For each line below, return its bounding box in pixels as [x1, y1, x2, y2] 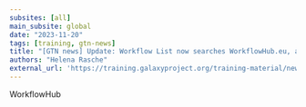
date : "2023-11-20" [9, 30, 84, 39]
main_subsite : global [9, 22, 92, 31]
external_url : [9, 64, 64, 73]
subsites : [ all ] [9, 13, 71, 23]
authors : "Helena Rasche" [9, 55, 107, 64]
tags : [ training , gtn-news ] [9, 38, 117, 48]
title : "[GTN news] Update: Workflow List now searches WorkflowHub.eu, [9, 47, 291, 56]
